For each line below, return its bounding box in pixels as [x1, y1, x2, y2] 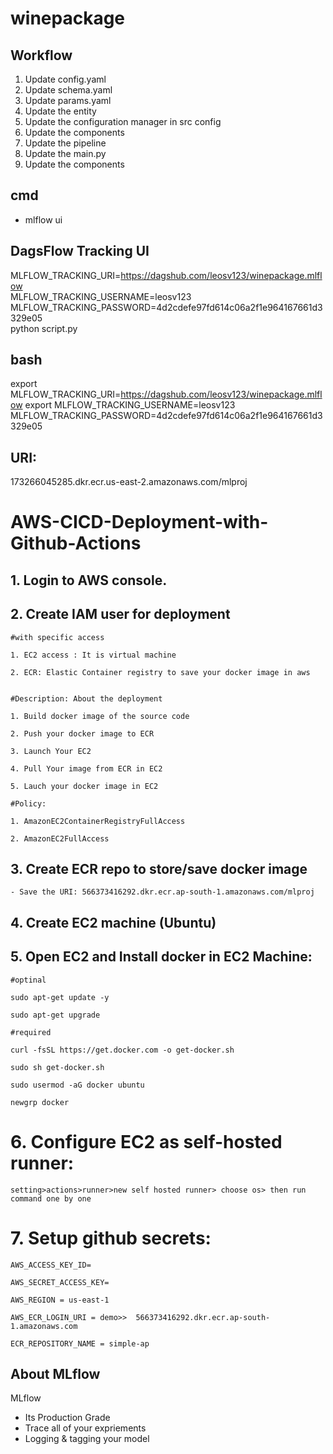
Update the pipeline [24, 137, 107, 149]
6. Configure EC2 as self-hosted [10, 1130, 283, 1153]
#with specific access [10, 632, 105, 642]
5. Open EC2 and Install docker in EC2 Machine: [10, 948, 313, 966]
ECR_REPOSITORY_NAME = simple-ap [10, 1338, 150, 1349]
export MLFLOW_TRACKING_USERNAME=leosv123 [24, 399, 236, 411]
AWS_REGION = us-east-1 [10, 1295, 110, 1305]
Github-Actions [10, 532, 142, 555]
